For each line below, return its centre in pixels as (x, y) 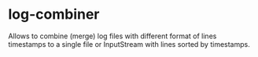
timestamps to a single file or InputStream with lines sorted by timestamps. (129, 44)
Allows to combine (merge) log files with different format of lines (112, 36)
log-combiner (54, 14)
